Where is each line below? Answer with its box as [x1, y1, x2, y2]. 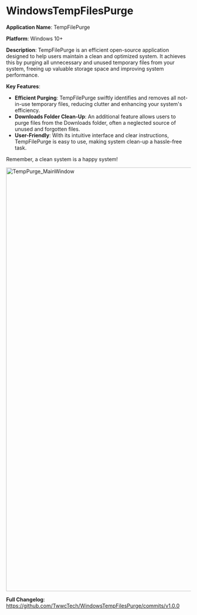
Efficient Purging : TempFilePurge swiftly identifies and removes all [14, 94, 176, 101]
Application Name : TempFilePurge [6, 24, 90, 31]
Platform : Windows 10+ [6, 35, 63, 42]
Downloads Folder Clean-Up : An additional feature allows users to [14, 113, 176, 120]
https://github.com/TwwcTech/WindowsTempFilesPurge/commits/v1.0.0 [6, 602, 180, 609]
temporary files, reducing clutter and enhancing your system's [31, 100, 182, 107]
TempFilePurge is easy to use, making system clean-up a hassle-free [14, 138, 182, 145]
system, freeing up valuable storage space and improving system [6, 65, 164, 72]
